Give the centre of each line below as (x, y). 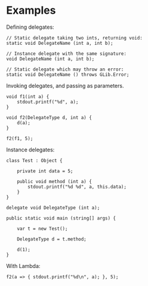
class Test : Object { (34, 160)
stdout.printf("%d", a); (48, 102)
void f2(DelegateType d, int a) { (49, 117)
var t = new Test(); (42, 229)
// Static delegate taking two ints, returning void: (75, 38)
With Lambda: (23, 266)
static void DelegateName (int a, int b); (60, 43)
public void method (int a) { (55, 181)
